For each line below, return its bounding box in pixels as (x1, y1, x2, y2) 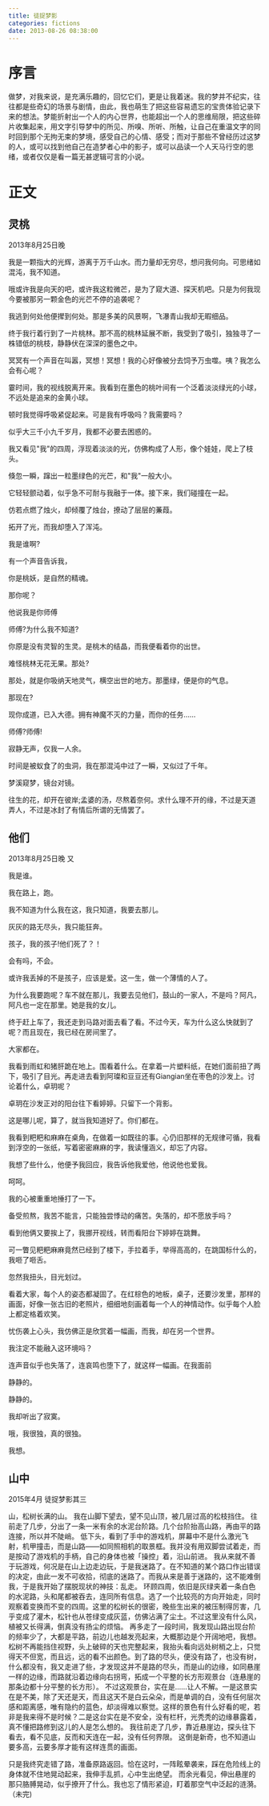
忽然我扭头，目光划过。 (8, 1272, 86, 1282)
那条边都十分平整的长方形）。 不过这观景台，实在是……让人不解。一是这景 (8, 1682, 251, 1691)
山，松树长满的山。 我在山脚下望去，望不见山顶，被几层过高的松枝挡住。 (8, 1511, 249, 1521)
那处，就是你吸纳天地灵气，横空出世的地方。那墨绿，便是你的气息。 (8, 676, 233, 685)
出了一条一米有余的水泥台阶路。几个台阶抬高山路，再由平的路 (57, 1521, 261, 1531)
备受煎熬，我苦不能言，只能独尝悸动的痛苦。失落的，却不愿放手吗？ (8, 1211, 233, 1221)
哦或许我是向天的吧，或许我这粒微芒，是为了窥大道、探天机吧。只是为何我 (8, 284, 254, 294)
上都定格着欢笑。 (8, 1309, 65, 1319)
